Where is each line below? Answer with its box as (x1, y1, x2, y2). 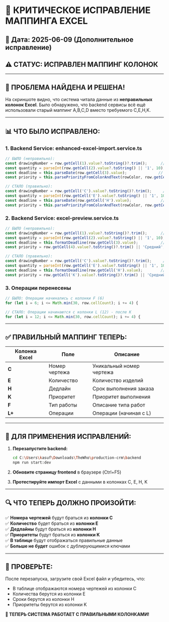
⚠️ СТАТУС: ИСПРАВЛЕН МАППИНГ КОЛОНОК (5, 60, 158, 68)
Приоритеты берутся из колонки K (12, 601, 87, 608)
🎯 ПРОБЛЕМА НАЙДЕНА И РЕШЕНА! (5, 83, 125, 92)
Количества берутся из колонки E (12, 591, 86, 597)
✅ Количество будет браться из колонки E (5, 520, 99, 526)
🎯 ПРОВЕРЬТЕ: (5, 563, 53, 571)
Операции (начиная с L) (92, 410, 151, 417)
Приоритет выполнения (92, 394, 151, 401)
